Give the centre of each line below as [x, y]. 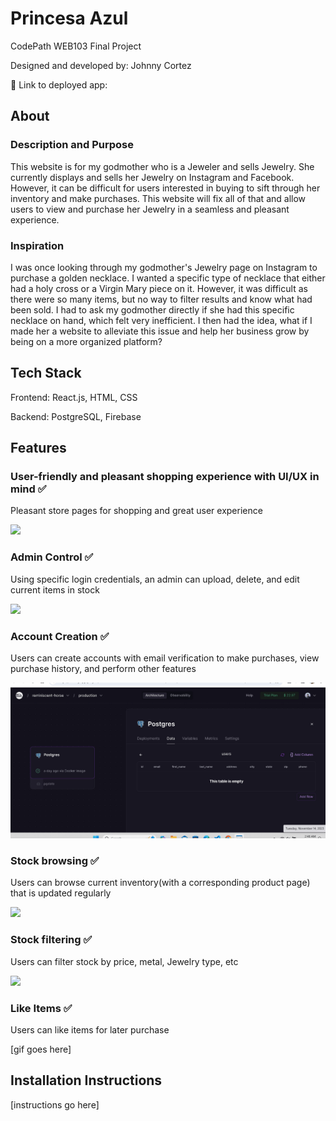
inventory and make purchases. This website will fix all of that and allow [158, 198]
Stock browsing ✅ [55, 860]
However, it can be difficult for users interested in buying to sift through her [165, 188]
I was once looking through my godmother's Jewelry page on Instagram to [164, 267]
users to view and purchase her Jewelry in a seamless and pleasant [150, 209]
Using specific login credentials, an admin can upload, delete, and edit [155, 579]
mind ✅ [28, 489]
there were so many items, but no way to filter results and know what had [161, 299]
